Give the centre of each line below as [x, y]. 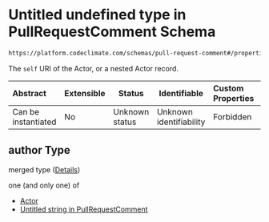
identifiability [181, 122]
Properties [234, 98]
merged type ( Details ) [44, 169]
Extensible [84, 93]
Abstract [29, 93]
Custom [229, 88]
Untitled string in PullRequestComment [84, 209]
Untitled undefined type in [97, 15]
